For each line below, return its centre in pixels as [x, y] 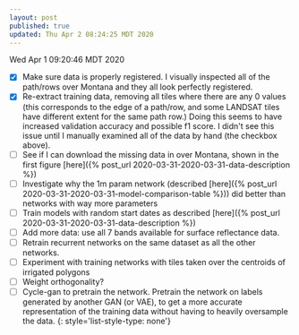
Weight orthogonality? [63, 281]
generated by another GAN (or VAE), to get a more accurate [132, 302]
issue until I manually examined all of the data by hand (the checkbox [149, 135]
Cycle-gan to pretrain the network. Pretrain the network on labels [142, 291]
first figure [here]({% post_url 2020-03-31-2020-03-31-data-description [156, 164]
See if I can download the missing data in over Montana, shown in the [150, 154]
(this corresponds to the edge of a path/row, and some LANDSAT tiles [151, 107]
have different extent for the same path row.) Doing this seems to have [152, 116]
